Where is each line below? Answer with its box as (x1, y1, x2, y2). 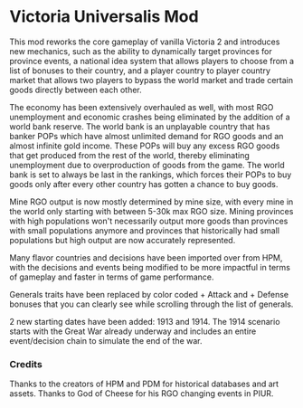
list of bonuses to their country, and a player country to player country (9, 65, 271, 76)
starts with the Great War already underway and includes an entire (9, 326, 257, 337)
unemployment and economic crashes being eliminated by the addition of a (9, 111, 291, 122)
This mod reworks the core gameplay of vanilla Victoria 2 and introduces (9, 36, 280, 47)
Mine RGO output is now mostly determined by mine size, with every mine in (9, 196, 294, 207)
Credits (9, 357, 43, 370)
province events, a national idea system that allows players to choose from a (9, 55, 295, 66)
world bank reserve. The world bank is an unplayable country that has (9, 120, 270, 132)
